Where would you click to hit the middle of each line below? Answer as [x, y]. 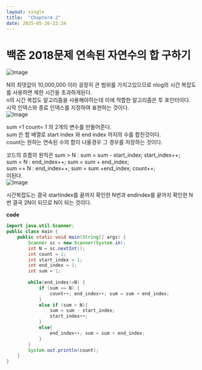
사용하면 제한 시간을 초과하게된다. [52, 92]
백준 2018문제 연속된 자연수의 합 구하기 [99, 55]
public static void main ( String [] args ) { [72, 238]
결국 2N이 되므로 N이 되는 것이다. [52, 203]
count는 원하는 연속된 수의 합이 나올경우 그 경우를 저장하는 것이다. [84, 142]
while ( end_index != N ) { [57, 283]
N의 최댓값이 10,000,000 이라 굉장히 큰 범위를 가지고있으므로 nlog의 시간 [93, 85]
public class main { [32, 231]
